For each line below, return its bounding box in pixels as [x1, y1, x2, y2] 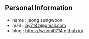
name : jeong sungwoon [12, 17, 63, 23]
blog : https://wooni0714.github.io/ [12, 27, 84, 34]
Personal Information [5, 4, 73, 12]
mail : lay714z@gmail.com [12, 22, 66, 28]
